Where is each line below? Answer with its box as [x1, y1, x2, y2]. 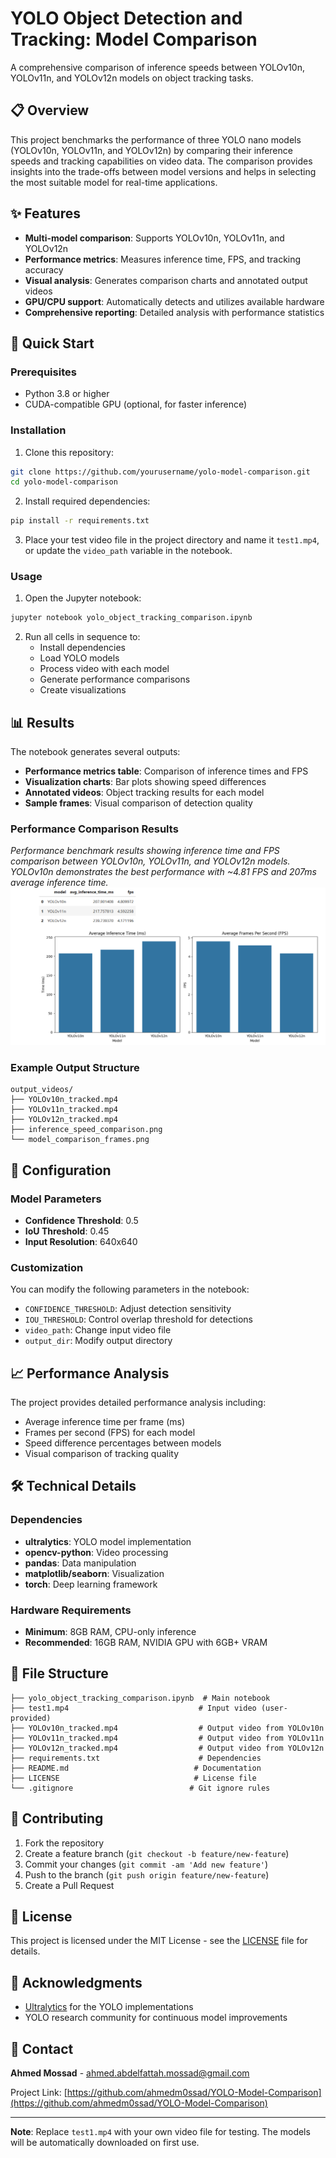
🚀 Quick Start [10, 335, 95, 352]
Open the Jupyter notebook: [24, 592, 142, 604]
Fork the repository [24, 1837, 105, 1849]
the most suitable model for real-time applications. [10, 176, 218, 188]
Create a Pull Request [24, 1879, 115, 1891]
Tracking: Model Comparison [10, 28, 258, 51]
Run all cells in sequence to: [24, 631, 141, 643]
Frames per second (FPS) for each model [24, 1427, 196, 1439]
